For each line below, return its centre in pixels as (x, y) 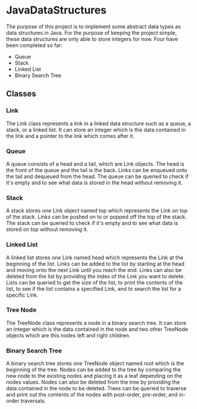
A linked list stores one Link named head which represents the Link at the (95, 257)
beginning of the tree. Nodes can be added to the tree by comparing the (94, 370)
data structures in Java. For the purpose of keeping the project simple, (91, 32)
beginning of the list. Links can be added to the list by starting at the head (95, 264)
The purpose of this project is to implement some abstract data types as (94, 26)
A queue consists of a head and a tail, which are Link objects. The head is (95, 164)
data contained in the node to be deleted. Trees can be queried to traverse (96, 388)
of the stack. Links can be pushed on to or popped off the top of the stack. (96, 217)
